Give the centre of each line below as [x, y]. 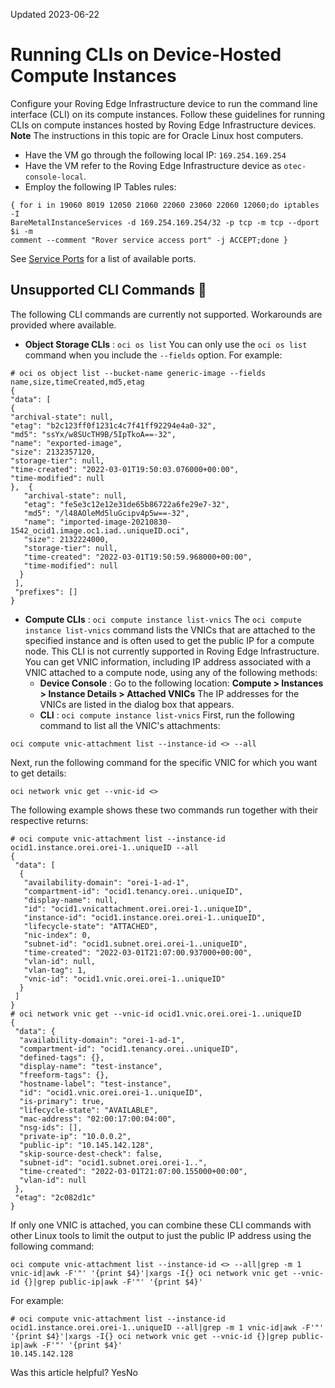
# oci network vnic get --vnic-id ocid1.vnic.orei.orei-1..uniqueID [156, 1014]
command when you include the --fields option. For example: [153, 355]
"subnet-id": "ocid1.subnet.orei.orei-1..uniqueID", [135, 944]
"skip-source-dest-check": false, [91, 1154]
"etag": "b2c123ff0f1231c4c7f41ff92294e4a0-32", [113, 425]
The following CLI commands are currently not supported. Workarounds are [166, 314]
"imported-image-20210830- [115, 522]
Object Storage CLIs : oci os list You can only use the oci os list [166, 344]
